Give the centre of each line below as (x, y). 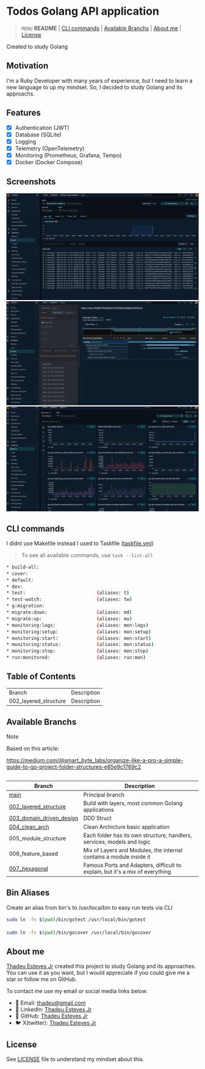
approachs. (21, 94)
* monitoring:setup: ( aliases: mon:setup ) (79, 632)
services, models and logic (117, 842)
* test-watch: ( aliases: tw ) (69, 599)
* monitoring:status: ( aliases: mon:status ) (80, 645)
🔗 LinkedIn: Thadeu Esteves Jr (53, 1010)
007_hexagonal (29, 868)
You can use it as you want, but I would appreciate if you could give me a (98, 973)
